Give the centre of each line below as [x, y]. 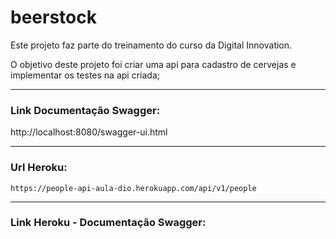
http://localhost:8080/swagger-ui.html [89, 132]
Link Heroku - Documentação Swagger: [108, 223]
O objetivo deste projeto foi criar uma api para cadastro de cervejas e [153, 64]
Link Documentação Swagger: [85, 110]
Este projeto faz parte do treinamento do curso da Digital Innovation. [151, 45]
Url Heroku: [39, 168]
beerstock [53, 17]
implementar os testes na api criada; [85, 75]
